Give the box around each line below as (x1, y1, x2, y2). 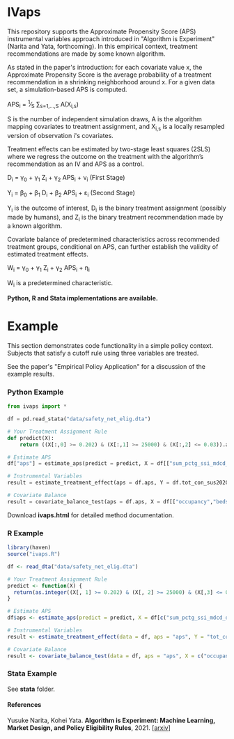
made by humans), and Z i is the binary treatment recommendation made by (7, 213, 224, 223)
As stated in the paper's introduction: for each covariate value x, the (7, 63, 203, 71)
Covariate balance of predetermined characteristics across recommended (7, 235, 220, 244)
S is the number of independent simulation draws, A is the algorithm (7, 115, 202, 123)
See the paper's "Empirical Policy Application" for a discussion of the (7, 362, 205, 370)
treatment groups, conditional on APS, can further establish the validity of (7, 243, 219, 251)
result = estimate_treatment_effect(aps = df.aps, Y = (7, 479, 170, 487)
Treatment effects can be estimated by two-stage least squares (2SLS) (7, 145, 211, 153)
